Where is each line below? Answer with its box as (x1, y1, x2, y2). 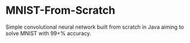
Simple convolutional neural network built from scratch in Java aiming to (5, 23, 184, 30)
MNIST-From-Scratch (5, 4, 116, 17)
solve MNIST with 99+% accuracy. (5, 29, 92, 36)
